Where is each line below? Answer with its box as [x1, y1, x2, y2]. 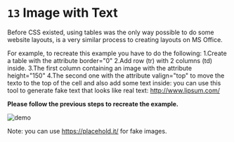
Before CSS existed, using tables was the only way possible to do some [7, 28, 214, 36]
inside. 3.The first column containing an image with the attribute [7, 64, 192, 72]
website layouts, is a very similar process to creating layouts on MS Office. [7, 35, 223, 43]
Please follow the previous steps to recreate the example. [7, 99, 179, 108]
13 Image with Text [7, 5, 118, 21]
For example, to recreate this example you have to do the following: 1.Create [7, 49, 227, 57]
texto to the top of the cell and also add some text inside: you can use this [7, 78, 221, 87]
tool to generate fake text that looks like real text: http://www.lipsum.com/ [7, 86, 220, 94]
